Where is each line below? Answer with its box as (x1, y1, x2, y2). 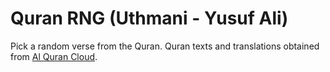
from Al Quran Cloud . (10, 50, 98, 62)
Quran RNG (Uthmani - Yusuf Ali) (10, 7, 289, 30)
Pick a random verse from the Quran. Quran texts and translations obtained (10, 40, 320, 52)
